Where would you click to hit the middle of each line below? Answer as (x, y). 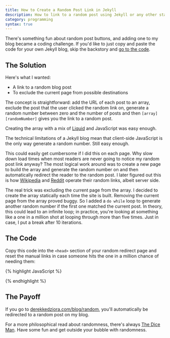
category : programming (29, 19)
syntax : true (19, 24)
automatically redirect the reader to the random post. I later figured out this (83, 175)
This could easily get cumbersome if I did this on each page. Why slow (79, 154)
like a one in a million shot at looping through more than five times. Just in (82, 217)
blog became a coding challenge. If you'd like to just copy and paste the (80, 44)
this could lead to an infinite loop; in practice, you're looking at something (82, 212)
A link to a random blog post (42, 87)
